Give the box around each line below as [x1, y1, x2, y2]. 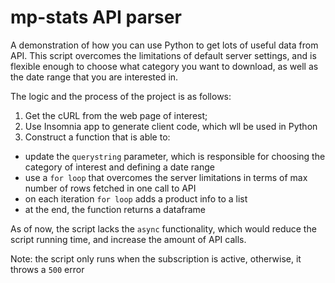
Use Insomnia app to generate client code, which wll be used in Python [24, 120, 318, 132]
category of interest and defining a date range [24, 161, 215, 173]
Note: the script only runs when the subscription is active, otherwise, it [10, 252, 302, 265]
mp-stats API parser [10, 6, 182, 29]
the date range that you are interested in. [10, 71, 179, 83]
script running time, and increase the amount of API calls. [10, 233, 247, 245]
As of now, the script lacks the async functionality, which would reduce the [10, 222, 317, 235]
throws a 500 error [10, 263, 85, 275]
